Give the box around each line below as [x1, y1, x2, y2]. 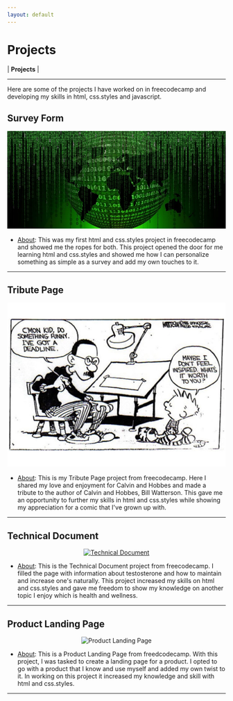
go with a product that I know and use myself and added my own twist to [17, 664, 225, 673]
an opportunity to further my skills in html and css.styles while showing [17, 496, 221, 505]
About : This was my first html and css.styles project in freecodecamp [17, 235, 216, 244]
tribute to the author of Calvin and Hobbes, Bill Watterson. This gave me [17, 489, 223, 497]
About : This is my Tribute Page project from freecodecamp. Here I [17, 474, 207, 482]
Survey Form [7, 112, 64, 124]
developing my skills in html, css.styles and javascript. [7, 92, 162, 101]
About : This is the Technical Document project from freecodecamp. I [17, 562, 214, 571]
